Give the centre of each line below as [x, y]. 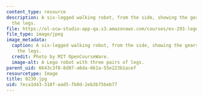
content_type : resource [36, 12]
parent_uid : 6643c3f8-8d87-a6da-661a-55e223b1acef [71, 68]
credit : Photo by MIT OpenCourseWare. [61, 57]
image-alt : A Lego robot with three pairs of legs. [78, 62]
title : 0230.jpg [27, 79]
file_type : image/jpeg [35, 34]
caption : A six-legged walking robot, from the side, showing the [97, 46]
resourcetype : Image [32, 74]
